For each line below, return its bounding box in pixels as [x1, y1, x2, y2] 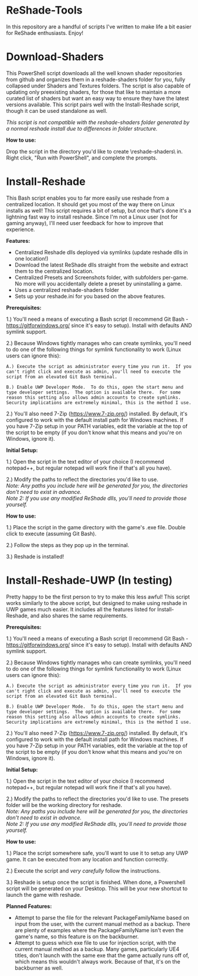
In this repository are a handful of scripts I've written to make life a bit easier [6, 23, 192, 30]
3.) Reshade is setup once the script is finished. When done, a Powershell [6, 879, 186, 886]
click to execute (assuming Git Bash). [6, 530, 96, 537]
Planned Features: [6, 902, 52, 910]
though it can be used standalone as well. [6, 107, 108, 114]
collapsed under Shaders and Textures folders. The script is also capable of [6, 82, 191, 89]
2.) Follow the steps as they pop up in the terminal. [6, 541, 129, 548]
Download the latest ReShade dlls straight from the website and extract [14, 261, 188, 268]
